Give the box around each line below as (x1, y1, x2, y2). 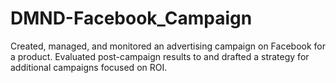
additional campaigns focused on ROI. (10, 61, 168, 73)
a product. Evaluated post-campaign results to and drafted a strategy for (10, 50, 310, 62)
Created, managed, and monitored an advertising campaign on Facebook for (10, 40, 326, 52)
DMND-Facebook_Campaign (10, 7, 253, 30)
